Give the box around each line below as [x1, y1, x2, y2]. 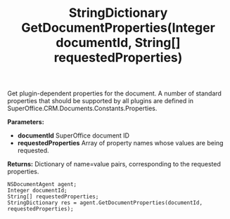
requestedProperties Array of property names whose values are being [17, 139, 224, 147]
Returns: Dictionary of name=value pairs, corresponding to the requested [7, 160, 222, 168]
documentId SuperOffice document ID [17, 131, 130, 140]
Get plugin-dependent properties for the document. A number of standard [7, 89, 222, 98]
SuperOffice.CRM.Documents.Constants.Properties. [7, 104, 158, 113]
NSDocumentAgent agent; [7, 181, 77, 188]
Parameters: [7, 118, 44, 126]
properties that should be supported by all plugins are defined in [7, 97, 194, 105]
